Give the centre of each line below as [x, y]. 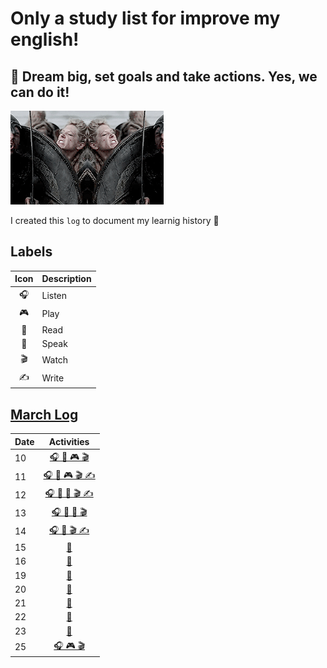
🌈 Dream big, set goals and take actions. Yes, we [164, 76]
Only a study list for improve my [145, 18]
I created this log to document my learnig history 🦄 [115, 220]
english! [45, 39]
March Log [44, 414]
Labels [31, 252]
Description [66, 279]
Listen [54, 296]
